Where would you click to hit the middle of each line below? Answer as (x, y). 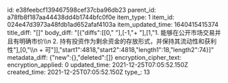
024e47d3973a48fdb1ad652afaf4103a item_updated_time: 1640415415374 (113, 24)
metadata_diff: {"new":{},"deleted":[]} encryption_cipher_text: (94, 57)
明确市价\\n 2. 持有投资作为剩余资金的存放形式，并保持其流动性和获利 (118, 41)
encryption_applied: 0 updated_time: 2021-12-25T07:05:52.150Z (98, 65)
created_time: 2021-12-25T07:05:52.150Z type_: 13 (79, 72)
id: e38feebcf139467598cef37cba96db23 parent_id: (82, 10)
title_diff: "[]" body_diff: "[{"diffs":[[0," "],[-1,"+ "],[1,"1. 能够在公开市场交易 (111, 33)
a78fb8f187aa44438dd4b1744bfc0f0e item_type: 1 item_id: (91, 17)
